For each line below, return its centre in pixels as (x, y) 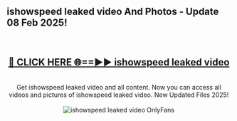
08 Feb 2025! (37, 23)
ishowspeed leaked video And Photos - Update (113, 12)
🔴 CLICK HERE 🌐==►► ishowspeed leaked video (119, 62)
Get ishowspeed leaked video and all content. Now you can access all (119, 87)
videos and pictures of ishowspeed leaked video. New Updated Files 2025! (119, 95)
